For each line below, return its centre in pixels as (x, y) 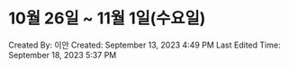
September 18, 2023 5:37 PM (63, 55)
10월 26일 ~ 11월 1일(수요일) (107, 18)
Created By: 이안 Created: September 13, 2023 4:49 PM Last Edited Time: (144, 45)
